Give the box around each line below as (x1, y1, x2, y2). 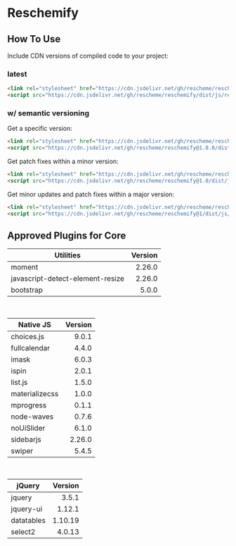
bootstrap (11, 285, 44, 295)
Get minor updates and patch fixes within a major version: (7, 190, 174, 198)
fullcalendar (11, 343, 51, 353)
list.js (11, 378, 28, 388)
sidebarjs (11, 435, 41, 445)
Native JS (18, 320, 51, 330)
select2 (11, 527, 36, 537)
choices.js (11, 332, 44, 342)
